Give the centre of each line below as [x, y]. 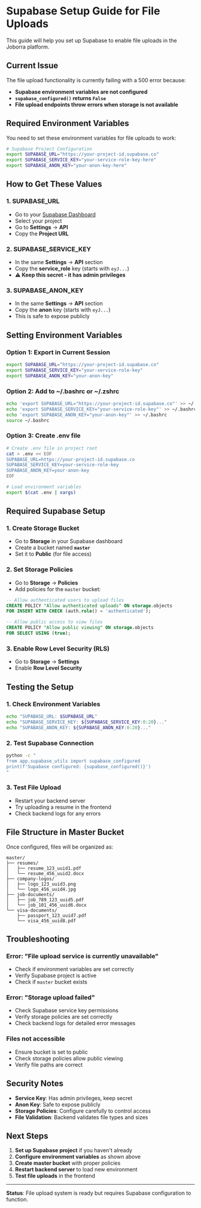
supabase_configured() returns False [60, 98]
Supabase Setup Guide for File [83, 11]
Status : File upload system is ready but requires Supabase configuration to [99, 1193]
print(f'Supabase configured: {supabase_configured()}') [79, 766]
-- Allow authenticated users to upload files [65, 600]
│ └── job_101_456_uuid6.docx [46, 905]
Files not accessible [36, 1039]
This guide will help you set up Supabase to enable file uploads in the [92, 40]
